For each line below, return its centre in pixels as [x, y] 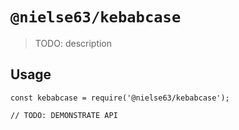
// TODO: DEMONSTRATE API [64, 115]
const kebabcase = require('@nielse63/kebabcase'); [120, 98]
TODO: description [73, 43]
